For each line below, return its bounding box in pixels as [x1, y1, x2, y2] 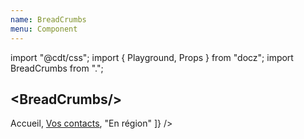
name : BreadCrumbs [10, 14, 87, 25]
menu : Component [10, 24, 78, 34]
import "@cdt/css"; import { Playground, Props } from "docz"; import [10, 51, 294, 63]
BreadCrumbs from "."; [10, 62, 104, 74]
